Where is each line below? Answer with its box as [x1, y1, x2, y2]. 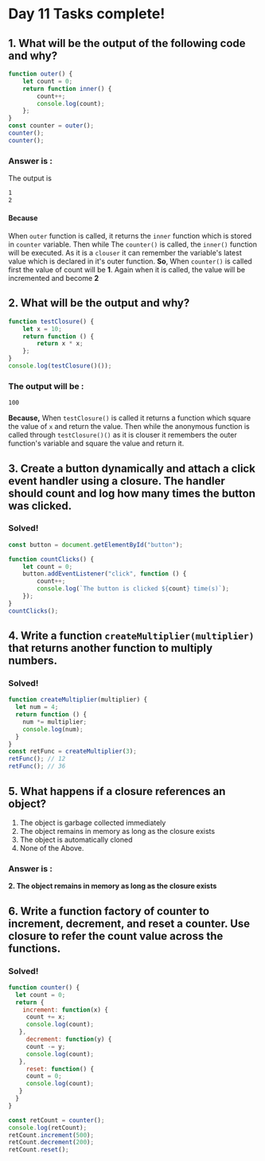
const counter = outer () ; [8, 122, 94, 130]
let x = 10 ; [22, 325, 62, 333]
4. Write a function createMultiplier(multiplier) [8, 629, 255, 643]
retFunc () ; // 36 [8, 762, 66, 770]
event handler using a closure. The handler [8, 474, 225, 488]
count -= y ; [25, 1042, 66, 1050]
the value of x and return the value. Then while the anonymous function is [8, 422, 250, 431]
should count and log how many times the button [8, 486, 256, 500]
